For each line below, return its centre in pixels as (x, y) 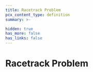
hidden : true (19, 29)
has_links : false (24, 38)
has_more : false (23, 34)
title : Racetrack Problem (33, 10)
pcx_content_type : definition (38, 15)
